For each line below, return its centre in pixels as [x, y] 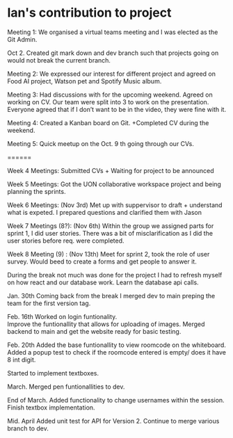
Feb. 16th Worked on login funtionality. [62, 316]
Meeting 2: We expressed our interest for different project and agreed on [111, 74]
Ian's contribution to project [89, 13]
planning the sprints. [37, 191]
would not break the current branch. [59, 60]
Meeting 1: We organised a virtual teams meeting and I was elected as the [113, 32]
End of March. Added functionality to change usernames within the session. [116, 400]
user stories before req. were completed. [66, 241]
